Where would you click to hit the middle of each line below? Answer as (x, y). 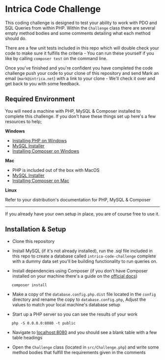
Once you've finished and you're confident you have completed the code (79, 68)
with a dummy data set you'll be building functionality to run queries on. (85, 261)
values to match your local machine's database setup (66, 304)
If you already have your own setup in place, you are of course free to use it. (82, 214)
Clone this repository (33, 241)
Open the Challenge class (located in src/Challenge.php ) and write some (85, 347)
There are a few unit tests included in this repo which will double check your (82, 48)
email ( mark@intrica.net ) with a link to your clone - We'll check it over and (80, 78)
